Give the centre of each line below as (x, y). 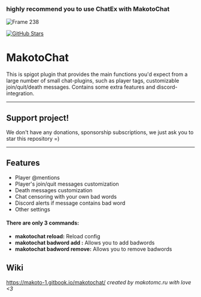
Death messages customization (54, 190)
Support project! (38, 118)
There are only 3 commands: (43, 223)
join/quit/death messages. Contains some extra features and (81, 87)
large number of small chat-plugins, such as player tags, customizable (93, 81)
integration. (20, 93)
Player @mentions (37, 177)
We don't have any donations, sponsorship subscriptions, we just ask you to (100, 132)
